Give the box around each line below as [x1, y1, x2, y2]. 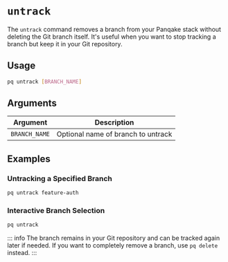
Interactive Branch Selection [7, 205, 105, 215]
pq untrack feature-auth [7, 189, 79, 196]
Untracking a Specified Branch [7, 174, 112, 183]
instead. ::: [7, 249, 37, 257]
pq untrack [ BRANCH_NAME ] [7, 78, 82, 85]
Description [94, 118, 134, 127]
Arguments [7, 97, 58, 109]
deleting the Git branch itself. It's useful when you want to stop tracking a [7, 32, 216, 41]
